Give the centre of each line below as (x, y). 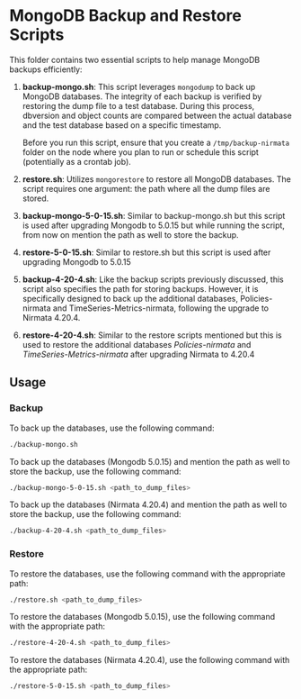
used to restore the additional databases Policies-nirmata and (137, 344)
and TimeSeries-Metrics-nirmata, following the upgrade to (161, 308)
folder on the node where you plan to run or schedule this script (140, 152)
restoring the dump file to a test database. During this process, (138, 105)
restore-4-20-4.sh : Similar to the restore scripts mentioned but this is (152, 335)
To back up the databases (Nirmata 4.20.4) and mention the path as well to (148, 504)
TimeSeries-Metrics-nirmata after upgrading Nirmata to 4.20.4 (138, 354)
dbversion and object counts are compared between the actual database (157, 115)
